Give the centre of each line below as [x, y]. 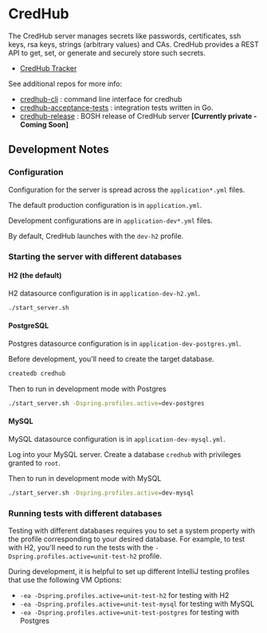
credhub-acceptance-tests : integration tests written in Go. [116, 107]
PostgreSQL [29, 326]
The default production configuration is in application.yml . [105, 205]
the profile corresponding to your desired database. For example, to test [127, 539]
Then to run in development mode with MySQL [85, 478]
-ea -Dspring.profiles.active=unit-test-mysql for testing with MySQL [137, 604]
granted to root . [35, 463]
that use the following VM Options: [65, 580]
